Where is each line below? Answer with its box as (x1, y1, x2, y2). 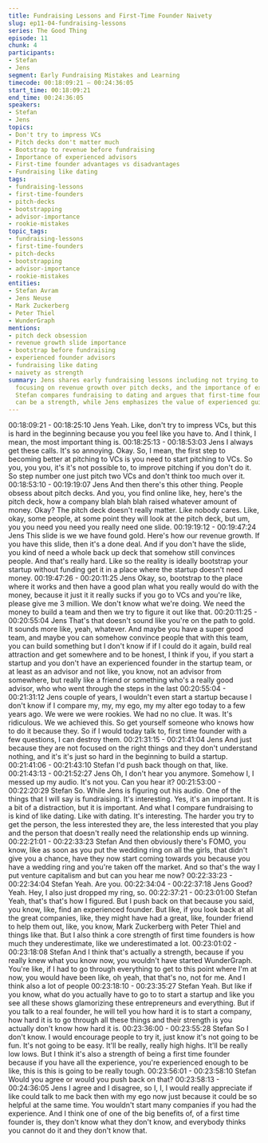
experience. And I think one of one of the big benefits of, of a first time (8, 1109, 240, 1118)
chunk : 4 (8, 42, 37, 50)
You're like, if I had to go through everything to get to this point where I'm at (8, 965, 258, 974)
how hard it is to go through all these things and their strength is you (8, 1015, 233, 1025)
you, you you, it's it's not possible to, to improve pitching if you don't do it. (8, 463, 252, 473)
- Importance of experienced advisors (8, 153, 137, 161)
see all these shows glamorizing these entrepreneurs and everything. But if (8, 998, 255, 1008)
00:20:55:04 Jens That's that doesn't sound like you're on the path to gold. (8, 616, 255, 625)
